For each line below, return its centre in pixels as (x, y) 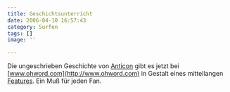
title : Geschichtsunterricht (50, 14)
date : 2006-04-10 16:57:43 (47, 20)
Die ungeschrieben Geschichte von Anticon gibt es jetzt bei (93, 66)
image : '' (22, 40)
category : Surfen (33, 27)
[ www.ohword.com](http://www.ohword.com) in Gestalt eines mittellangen (115, 74)
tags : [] (20, 33)
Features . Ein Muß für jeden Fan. (55, 81)
